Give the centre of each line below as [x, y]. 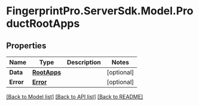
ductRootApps [43, 24]
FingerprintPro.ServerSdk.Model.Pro [100, 11]
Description [84, 62]
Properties [26, 46]
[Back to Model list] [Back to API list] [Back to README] [75, 97]
